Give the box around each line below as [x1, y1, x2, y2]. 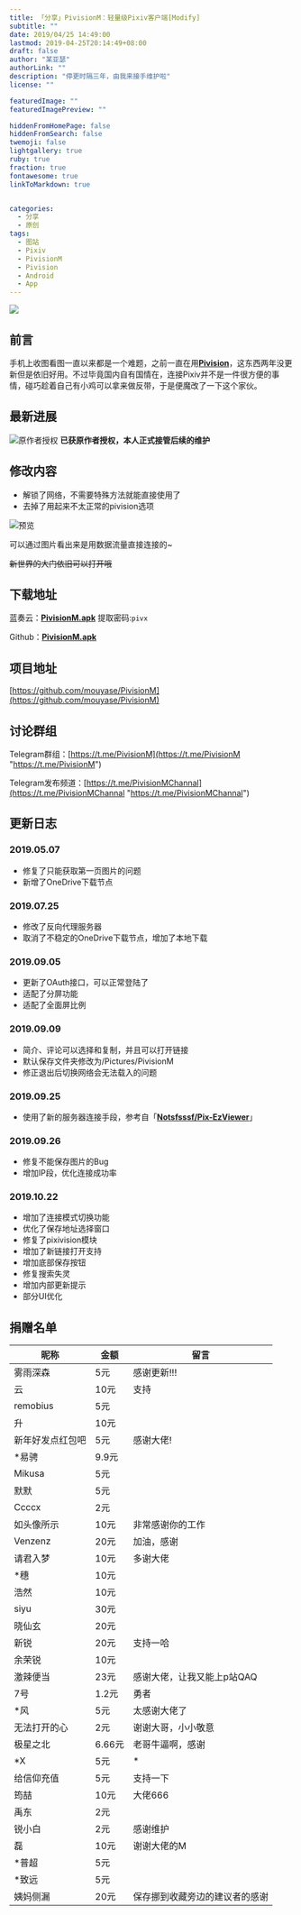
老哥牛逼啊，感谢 [132, 1738, 205, 1751]
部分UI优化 [22, 1291, 63, 1302]
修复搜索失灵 [22, 1269, 70, 1279]
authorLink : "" [9, 64, 67, 73]
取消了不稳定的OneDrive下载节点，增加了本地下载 [22, 932, 208, 943]
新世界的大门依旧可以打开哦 [9, 558, 113, 569]
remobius [14, 1399, 54, 1412]
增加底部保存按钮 [22, 1257, 87, 1268]
